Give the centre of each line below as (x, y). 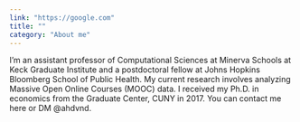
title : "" (28, 26)
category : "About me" (50, 34)
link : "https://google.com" (62, 18)
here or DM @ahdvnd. (51, 108)
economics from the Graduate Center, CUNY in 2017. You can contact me (145, 99)
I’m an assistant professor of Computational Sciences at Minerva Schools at (150, 61)
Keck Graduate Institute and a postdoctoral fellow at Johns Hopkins (135, 70)
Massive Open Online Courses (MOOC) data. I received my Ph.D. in (134, 89)
